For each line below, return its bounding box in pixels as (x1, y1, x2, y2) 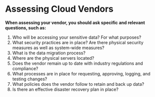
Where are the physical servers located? (12, 55, 94, 61)
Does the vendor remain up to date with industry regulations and (12, 60, 143, 66)
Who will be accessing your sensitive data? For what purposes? (12, 34, 142, 40)
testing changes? (12, 76, 48, 82)
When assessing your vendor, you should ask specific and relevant (5, 20, 145, 25)
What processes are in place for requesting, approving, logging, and (12, 71, 151, 76)
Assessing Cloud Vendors (5, 3, 114, 15)
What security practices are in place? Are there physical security (12, 39, 144, 45)
